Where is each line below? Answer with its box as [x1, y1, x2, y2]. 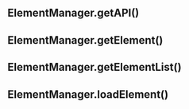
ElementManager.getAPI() [7, 6, 140, 20]
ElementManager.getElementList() [7, 60, 182, 74]
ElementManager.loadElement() [7, 88, 168, 101]
